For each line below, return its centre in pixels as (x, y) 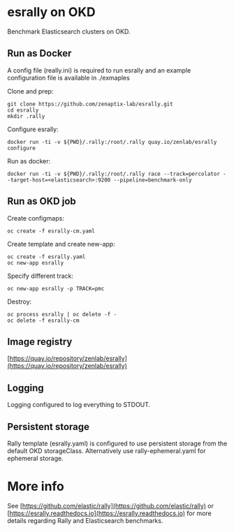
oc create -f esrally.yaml (46, 257)
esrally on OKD (51, 12)
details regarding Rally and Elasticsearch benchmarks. (85, 520)
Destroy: (20, 302)
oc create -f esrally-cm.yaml (51, 231)
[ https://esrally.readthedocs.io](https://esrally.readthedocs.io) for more (109, 513)
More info (36, 487)
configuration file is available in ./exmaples (69, 77)
